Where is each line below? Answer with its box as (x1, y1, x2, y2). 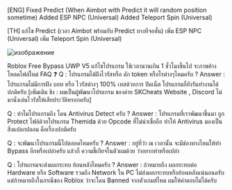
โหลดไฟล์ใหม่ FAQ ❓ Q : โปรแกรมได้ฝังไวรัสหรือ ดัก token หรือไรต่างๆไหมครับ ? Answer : (7, 70, 226, 78)
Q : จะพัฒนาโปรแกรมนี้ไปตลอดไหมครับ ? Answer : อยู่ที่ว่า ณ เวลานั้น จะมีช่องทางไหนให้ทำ (7, 139, 222, 147)
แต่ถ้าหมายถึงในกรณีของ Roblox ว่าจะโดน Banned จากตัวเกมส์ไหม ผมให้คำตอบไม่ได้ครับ (7, 176, 217, 184)
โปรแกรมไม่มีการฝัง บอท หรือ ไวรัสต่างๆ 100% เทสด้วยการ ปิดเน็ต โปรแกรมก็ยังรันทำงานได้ (7, 80, 219, 88)
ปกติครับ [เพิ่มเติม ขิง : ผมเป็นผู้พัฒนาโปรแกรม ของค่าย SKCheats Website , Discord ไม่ (7, 88, 222, 96)
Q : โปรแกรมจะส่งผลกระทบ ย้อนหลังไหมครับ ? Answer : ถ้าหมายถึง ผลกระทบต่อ (7, 161, 197, 169)
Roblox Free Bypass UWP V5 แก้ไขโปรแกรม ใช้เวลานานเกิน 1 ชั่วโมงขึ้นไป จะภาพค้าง (7, 62, 217, 70)
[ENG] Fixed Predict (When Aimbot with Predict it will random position (7, 6, 207, 14)
